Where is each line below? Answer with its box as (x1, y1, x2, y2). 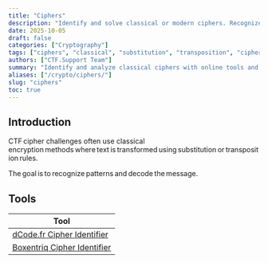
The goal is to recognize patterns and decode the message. (8, 169, 199, 179)
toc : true (8, 85, 41, 94)
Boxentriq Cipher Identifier (12, 242, 112, 253)
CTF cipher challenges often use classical (8, 136, 145, 146)
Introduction (8, 115, 72, 128)
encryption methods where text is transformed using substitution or (8, 145, 225, 155)
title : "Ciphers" (8, 11, 66, 20)
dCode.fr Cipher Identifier (12, 229, 109, 240)
